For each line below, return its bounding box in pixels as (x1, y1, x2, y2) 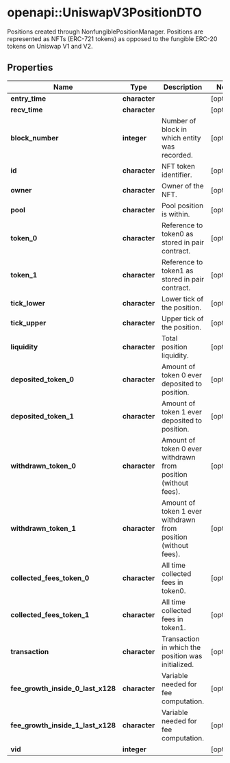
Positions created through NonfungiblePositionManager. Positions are (7, 27, 204, 36)
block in (161, 125, 187, 134)
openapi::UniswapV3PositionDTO (7, 5, 202, 21)
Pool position (161, 201, 204, 210)
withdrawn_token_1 (10, 523, 77, 533)
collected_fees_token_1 (10, 610, 90, 619)
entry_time (10, 94, 47, 103)
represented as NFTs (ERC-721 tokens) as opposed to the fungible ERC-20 (7, 34, 218, 42)
